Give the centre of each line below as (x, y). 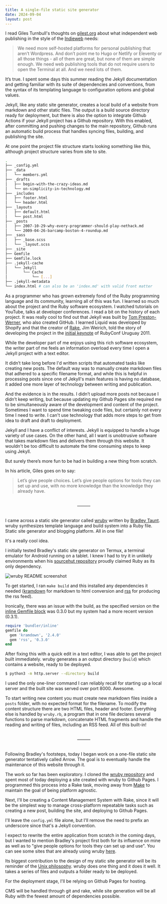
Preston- (147, 317)
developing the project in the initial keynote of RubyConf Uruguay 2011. (78, 333)
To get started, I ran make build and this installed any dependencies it (77, 586)
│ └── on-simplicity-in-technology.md (48, 189)
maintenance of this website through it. (45, 765)
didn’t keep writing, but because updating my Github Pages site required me (83, 399)
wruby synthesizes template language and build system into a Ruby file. (79, 526)
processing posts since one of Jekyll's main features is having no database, (83, 379)
